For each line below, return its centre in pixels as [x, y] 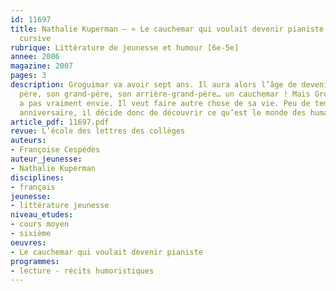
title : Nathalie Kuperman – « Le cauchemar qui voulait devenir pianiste [167, 29]
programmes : [35, 261]
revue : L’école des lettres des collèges [98, 131]
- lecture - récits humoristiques [82, 271]
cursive [35, 38]
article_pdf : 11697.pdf [60, 122]
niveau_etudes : [42, 215]
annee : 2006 [35, 57]
